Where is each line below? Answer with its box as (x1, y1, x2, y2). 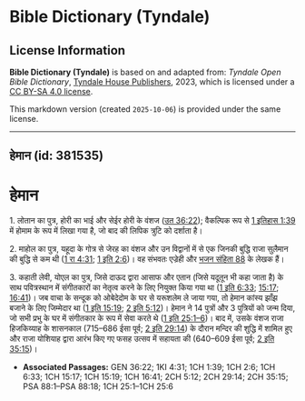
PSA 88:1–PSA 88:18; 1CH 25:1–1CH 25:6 (22, 381, 174, 392)
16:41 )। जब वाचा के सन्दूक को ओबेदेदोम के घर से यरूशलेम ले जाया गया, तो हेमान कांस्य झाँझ (9, 293, 279, 304)
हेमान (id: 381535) (9, 148, 104, 164)
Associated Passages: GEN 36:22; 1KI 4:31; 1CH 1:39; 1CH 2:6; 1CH (22, 362, 276, 373)
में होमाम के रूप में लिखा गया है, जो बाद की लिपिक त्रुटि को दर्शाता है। (9, 226, 203, 236)
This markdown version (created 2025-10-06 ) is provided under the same (9, 104, 281, 115)
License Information (9, 43, 125, 58)
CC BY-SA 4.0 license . (9, 86, 93, 96)
